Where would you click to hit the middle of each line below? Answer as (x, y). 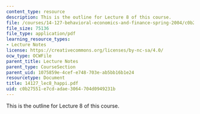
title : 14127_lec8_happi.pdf (42, 84)
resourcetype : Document (36, 78)
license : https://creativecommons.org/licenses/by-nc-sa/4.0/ (85, 50)
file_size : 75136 (28, 28)
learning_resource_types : (38, 39)
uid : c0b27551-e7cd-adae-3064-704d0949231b (61, 89)
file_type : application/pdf (41, 34)
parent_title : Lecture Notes (42, 61)
